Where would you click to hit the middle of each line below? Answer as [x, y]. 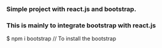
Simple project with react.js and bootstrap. [71, 9]
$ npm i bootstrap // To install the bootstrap [61, 39]
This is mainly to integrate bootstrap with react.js [81, 25]
